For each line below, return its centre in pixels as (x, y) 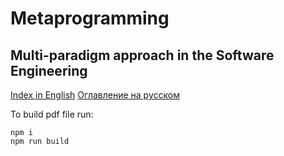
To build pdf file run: (52, 114)
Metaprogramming (90, 18)
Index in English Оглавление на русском (95, 95)
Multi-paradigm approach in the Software (142, 55)
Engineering (49, 70)
